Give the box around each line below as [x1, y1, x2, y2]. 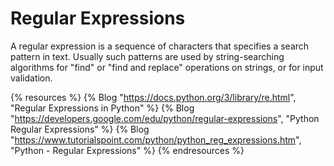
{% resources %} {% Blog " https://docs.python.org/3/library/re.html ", [10, 91, 297, 103]
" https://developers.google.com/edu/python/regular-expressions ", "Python [10, 112, 320, 124]
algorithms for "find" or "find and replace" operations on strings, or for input [10, 61, 324, 73]
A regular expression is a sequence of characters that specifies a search [10, 40, 310, 52]
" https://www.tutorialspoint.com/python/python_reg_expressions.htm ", [10, 133, 302, 146]
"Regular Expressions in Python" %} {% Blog [10, 102, 195, 114]
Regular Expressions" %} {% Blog [10, 123, 150, 135]
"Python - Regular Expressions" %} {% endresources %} [10, 144, 245, 156]
